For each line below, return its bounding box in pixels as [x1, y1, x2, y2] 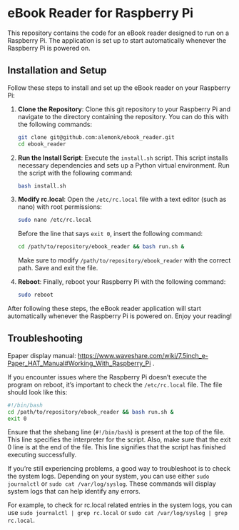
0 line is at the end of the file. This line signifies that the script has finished [7, 443, 226, 452]
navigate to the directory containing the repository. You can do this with [17, 112, 228, 121]
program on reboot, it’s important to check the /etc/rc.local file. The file [7, 380, 223, 389]
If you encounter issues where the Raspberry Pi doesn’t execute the [7, 372, 207, 381]
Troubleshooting [7, 332, 83, 345]
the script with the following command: [17, 168, 133, 177]
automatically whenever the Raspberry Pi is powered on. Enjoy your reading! [7, 312, 232, 320]
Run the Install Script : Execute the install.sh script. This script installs [17, 153, 228, 162]
